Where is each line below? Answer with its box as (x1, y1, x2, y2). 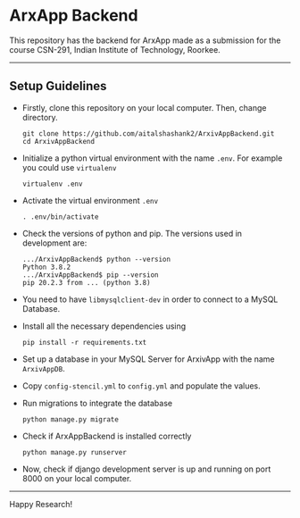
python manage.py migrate (21, 414, 119, 424)
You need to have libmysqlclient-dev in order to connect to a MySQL (21, 294, 279, 305)
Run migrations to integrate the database (21, 397, 172, 408)
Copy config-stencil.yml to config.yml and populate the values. (21, 380, 261, 391)
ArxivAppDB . (21, 363, 65, 373)
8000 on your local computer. (21, 472, 132, 483)
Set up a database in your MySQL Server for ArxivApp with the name (21, 354, 275, 364)
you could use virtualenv (21, 162, 117, 172)
